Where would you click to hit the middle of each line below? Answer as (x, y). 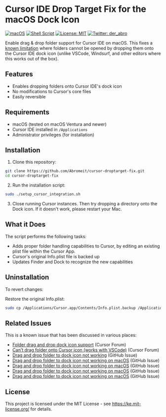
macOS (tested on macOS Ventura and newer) (59, 124)
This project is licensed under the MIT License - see (58, 404)
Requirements (27, 112)
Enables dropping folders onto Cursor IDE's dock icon (67, 86)
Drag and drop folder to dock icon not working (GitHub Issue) (75, 355)
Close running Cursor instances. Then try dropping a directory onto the (85, 204)
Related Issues (28, 323)
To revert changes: (24, 289)
